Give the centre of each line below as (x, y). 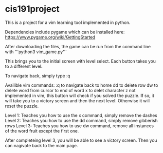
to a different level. (24, 66)
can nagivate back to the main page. (42, 145)
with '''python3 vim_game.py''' (36, 52)
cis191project (32, 9)
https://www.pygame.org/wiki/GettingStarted (50, 37)
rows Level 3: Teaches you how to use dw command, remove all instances (80, 126)
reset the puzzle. (22, 106)
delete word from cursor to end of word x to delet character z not (70, 90)
